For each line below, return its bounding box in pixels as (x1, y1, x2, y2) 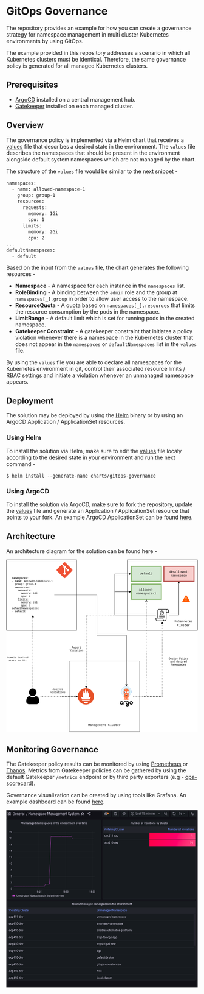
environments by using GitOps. (6, 37, 84, 44)
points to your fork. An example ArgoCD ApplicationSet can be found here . (6, 513, 193, 521)
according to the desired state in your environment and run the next (6, 454, 175, 461)
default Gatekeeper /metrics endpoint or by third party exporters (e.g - (6, 774, 184, 781)
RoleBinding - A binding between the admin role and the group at (15, 288, 178, 296)
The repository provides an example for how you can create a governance (6, 24, 192, 32)
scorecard (6, 780, 32, 787)
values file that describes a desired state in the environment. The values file (6, 143, 196, 150)
